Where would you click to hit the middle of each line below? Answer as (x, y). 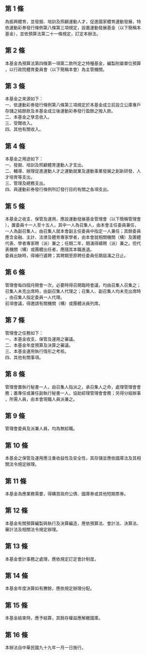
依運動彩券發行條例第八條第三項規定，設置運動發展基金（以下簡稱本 (73, 27)
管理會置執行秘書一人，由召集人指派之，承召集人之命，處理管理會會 (73, 387)
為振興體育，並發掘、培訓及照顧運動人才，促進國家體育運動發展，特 (73, 21)
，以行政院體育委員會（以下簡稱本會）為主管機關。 (56, 69)
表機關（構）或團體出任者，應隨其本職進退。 (50, 249)
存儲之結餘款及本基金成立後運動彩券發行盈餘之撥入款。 (60, 111)
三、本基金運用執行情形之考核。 (37, 351)
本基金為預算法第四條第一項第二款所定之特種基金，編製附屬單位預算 (73, 63)
